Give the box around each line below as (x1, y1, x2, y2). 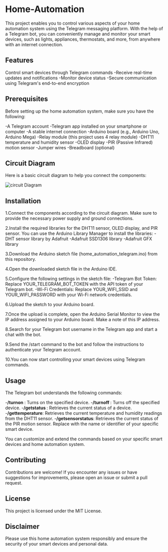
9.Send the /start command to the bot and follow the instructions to (5, 341, 144, 347)
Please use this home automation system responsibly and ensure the (5, 535, 147, 541)
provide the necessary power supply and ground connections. (5, 215, 134, 222)
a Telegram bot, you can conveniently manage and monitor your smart (5, 31, 150, 37)
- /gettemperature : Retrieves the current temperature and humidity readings (5, 410, 162, 416)
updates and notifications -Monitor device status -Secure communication (5, 74, 157, 81)
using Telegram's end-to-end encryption (5, 80, 89, 86)
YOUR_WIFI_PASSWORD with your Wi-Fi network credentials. (5, 292, 132, 298)
